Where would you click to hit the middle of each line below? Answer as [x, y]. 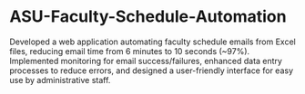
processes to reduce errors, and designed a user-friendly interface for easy [152, 70]
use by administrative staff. [60, 80]
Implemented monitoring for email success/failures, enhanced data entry [146, 61]
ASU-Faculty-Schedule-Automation [148, 17]
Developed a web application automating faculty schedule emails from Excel [152, 42]
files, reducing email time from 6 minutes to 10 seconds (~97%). [130, 51]
